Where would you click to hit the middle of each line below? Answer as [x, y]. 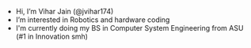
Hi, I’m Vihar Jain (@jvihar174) [65, 11]
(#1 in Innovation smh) [52, 36]
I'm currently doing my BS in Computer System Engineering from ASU [129, 28]
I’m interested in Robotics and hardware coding [93, 20]
